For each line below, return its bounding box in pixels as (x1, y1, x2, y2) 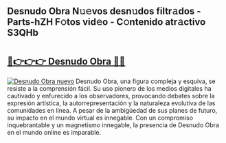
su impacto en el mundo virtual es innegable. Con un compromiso (7, 113, 194, 122)
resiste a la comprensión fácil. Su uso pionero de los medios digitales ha (7, 85, 212, 92)
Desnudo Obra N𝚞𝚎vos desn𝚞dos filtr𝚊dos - (7, 5, 201, 17)
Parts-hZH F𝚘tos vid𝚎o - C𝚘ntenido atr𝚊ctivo (7, 16, 206, 28)
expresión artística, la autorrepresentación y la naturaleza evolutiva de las (7, 99, 216, 107)
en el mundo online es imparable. (7, 129, 102, 136)
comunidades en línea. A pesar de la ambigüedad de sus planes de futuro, (7, 107, 218, 114)
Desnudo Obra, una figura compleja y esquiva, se (75, 77, 216, 85)
